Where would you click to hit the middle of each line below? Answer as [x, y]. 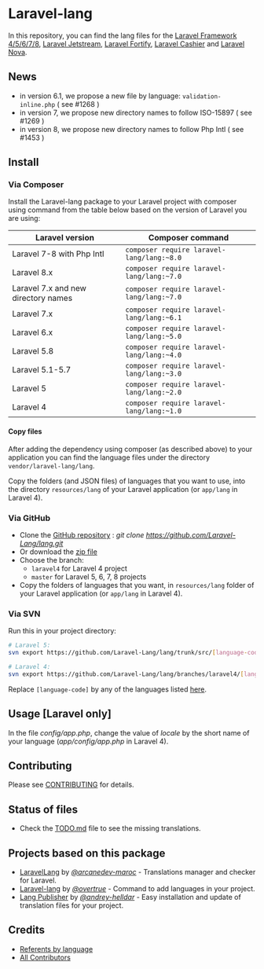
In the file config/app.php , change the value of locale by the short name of [129, 732]
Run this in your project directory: [62, 631]
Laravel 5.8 [33, 351]
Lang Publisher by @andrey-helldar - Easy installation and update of [130, 897]
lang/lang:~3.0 [154, 374]
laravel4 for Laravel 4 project [79, 568]
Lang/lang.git [41, 543]
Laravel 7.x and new [49, 288]
